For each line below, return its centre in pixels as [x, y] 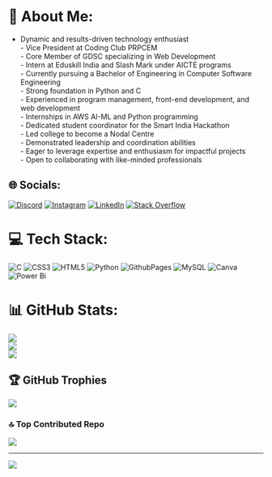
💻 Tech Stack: [58, 239]
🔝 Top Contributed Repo [57, 424]
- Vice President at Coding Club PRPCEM [89, 47]
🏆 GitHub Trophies [58, 380]
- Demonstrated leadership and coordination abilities [108, 142]
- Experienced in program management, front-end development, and [134, 99]
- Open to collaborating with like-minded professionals [111, 159]
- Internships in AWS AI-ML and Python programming [109, 116]
